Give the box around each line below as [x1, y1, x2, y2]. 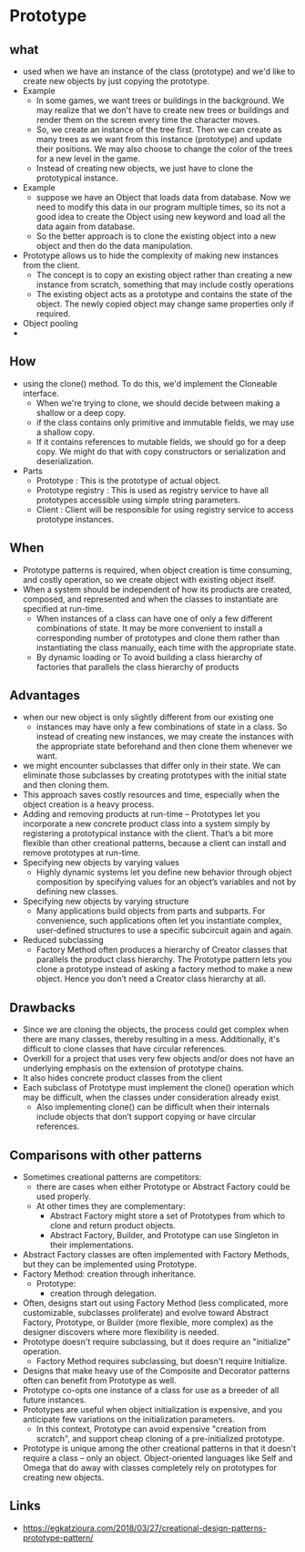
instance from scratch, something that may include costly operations [36, 279, 294, 290]
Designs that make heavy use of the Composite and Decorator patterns [22, 1365, 290, 1377]
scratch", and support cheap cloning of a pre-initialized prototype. [36, 1433, 285, 1444]
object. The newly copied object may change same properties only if [36, 298, 294, 309]
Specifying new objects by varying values [22, 857, 180, 868]
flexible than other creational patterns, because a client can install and [22, 838, 287, 849]
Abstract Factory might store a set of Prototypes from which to [49, 1210, 285, 1222]
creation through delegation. [49, 1288, 157, 1299]
